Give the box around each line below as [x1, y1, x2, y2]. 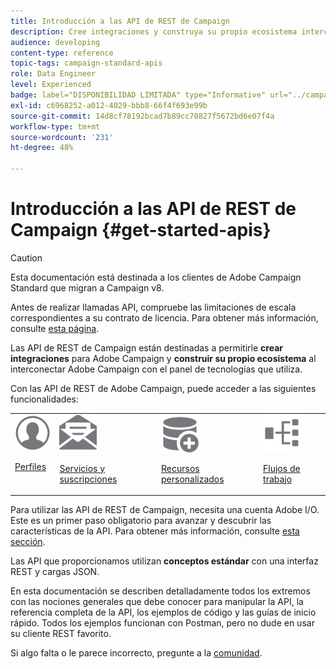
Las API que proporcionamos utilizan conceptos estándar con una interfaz [10, 555, 319, 567]
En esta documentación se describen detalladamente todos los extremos [10, 585, 311, 597]
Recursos [160, 462, 200, 474]
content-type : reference [10, 48, 114, 58]
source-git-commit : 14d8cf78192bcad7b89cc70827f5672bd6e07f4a [10, 111, 275, 121]
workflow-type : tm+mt [10, 121, 101, 132]
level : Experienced [10, 80, 92, 90]
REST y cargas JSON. [10, 566, 100, 578]
